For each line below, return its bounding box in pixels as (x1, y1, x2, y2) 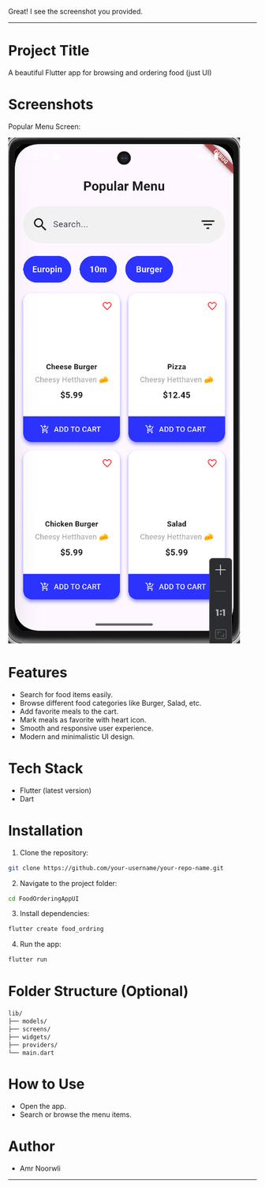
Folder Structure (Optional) (8, 982, 189, 1001)
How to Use (8, 1075, 85, 1093)
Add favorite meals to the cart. (19, 707, 119, 716)
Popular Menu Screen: (8, 122, 81, 131)
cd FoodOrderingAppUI (8, 895, 80, 903)
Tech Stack (8, 760, 84, 777)
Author (8, 1137, 55, 1156)
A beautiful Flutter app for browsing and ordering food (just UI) (8, 67, 212, 77)
